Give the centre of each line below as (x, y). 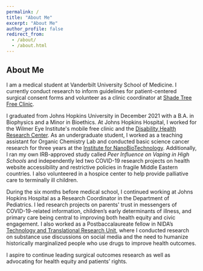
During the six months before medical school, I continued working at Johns (100, 192)
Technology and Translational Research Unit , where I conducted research (98, 230)
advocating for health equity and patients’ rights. (67, 261)
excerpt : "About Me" (32, 23)
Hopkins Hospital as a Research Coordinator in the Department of (88, 198)
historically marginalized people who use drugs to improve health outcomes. (101, 243)
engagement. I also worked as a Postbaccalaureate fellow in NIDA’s (90, 224)
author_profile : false (35, 29)
